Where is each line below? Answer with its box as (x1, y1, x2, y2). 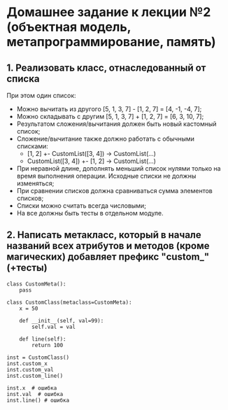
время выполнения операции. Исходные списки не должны (16, 172, 197, 180)
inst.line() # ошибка (6, 397, 70, 404)
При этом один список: (6, 92, 76, 99)
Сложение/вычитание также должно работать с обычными (16, 134, 195, 143)
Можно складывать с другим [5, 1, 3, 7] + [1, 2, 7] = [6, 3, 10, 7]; (16, 113, 204, 120)
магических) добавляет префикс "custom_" (6, 251, 210, 263)
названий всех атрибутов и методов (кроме (6, 240, 210, 252)
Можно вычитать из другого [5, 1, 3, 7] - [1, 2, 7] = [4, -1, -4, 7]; (16, 105, 202, 113)
